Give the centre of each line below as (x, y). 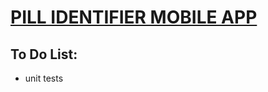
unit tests (44, 78)
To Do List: (44, 54)
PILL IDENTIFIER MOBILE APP (134, 17)
